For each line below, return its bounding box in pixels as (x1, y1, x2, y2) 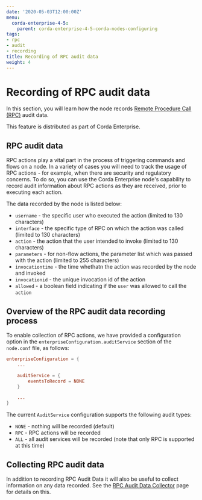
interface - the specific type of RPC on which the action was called (14, 225, 184, 232)
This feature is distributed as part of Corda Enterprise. (6, 123, 140, 130)
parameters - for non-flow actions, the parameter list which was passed (14, 251, 193, 258)
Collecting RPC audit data (6, 459, 104, 470)
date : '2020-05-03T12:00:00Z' (6, 8, 83, 15)
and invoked (14, 269, 46, 277)
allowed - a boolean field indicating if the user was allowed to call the (14, 283, 187, 290)
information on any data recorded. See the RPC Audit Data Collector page (6, 482, 189, 489)
